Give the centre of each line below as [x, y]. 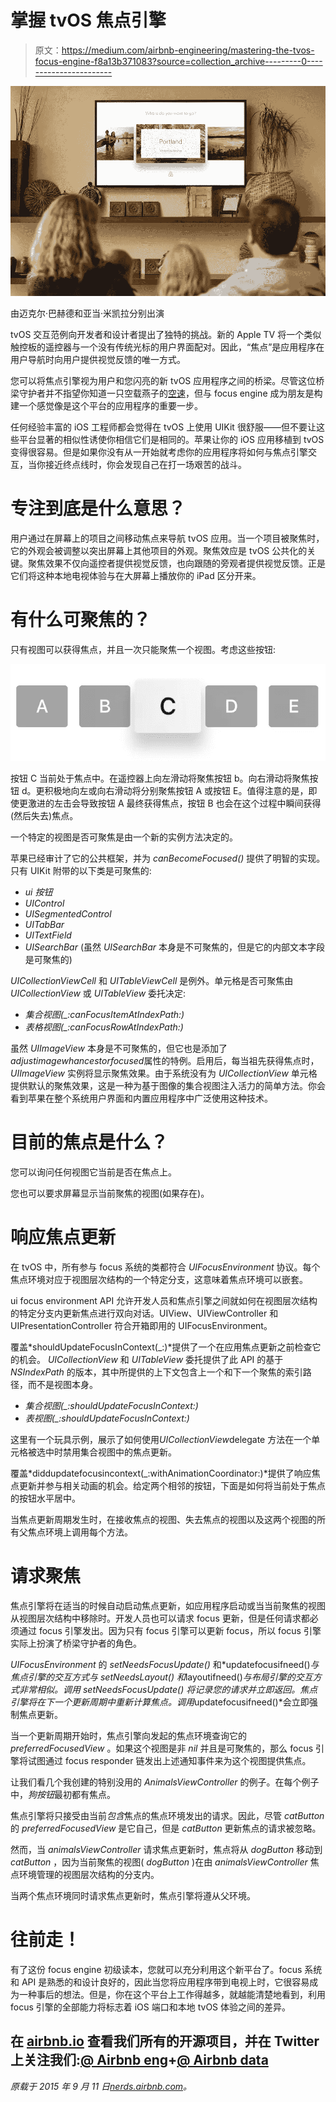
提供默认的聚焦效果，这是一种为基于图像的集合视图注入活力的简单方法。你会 [168, 1086]
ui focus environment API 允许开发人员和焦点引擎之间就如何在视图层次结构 [164, 1300]
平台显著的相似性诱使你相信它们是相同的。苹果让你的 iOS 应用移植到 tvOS [171, 440]
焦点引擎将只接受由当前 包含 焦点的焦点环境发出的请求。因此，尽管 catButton [167, 1815]
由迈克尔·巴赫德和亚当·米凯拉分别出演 [87, 313]
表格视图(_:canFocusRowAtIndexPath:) [104, 1027]
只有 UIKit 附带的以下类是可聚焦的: [81, 871]
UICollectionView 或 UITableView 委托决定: [98, 993]
